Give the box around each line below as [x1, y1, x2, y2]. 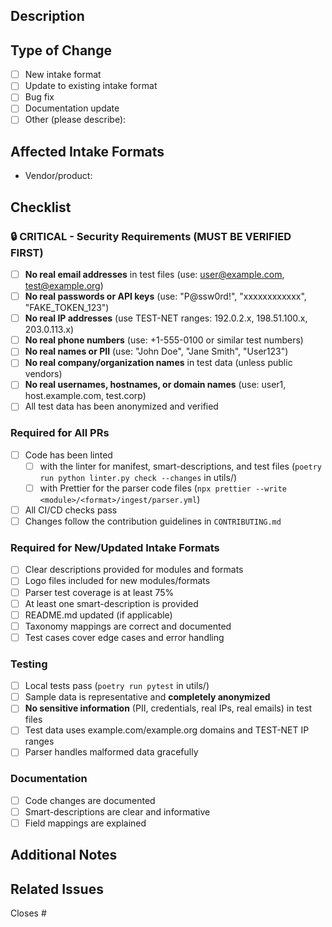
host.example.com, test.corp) [24, 390, 147, 402]
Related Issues [10, 880, 104, 898]
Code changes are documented [24, 794, 156, 806]
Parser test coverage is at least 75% [24, 586, 175, 598]
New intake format [24, 69, 102, 81]
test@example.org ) [24, 280, 104, 292]
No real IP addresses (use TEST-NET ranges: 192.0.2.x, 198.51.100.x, [24, 312, 308, 324]
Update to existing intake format [24, 80, 158, 92]
